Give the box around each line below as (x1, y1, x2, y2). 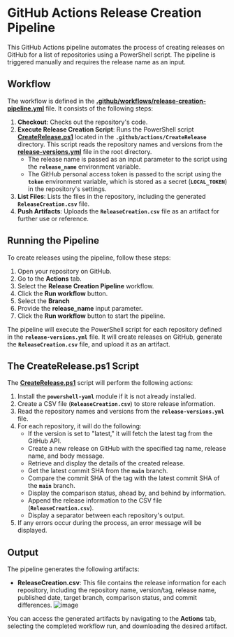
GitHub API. (27, 437, 61, 445)
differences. (17, 601, 52, 610)
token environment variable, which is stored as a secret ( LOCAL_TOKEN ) (27, 177, 228, 185)
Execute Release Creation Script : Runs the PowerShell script (17, 125, 194, 134)
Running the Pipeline (7, 234, 100, 246)
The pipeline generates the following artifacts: (7, 565, 140, 573)
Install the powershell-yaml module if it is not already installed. (17, 392, 197, 400)
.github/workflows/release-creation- (96, 97, 207, 105)
